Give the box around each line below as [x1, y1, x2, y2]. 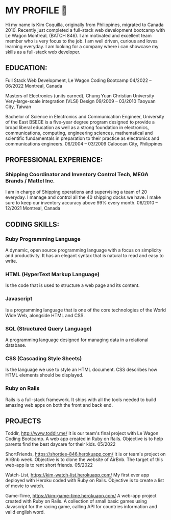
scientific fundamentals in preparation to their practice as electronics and [5, 135, 160, 141]
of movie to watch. [5, 483, 45, 489]
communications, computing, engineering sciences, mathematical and [5, 130, 153, 136]
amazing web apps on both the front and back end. [5, 402, 113, 408]
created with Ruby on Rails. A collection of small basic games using [5, 498, 147, 504]
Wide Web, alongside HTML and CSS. [5, 312, 85, 318]
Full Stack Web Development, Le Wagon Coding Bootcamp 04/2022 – [5, 77, 152, 84]
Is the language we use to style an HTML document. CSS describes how [5, 366, 157, 373]
